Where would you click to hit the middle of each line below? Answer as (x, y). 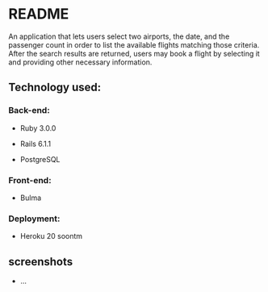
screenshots (41, 262)
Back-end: (29, 111)
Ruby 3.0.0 (38, 128)
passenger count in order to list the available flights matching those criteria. (134, 44)
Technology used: (55, 88)
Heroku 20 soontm (51, 236)
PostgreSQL (40, 159)
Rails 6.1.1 (35, 144)
